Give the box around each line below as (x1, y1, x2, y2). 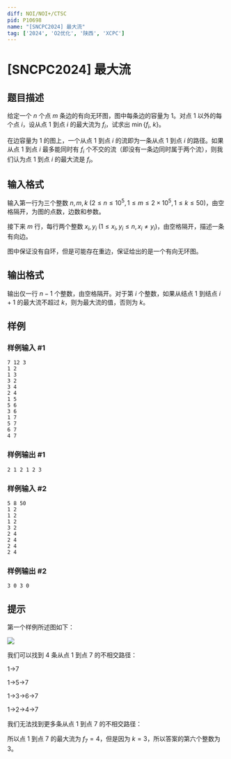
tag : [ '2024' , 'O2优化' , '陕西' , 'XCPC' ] (7, 29, 125, 37)
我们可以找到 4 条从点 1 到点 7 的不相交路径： (7, 651, 138, 659)
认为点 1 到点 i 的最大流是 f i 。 (13, 155, 97, 165)
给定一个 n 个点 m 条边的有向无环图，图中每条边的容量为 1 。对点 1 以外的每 (7, 112, 223, 120)
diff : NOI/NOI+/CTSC (7, 10, 67, 17)
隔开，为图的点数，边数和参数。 (13, 207, 105, 216)
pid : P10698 (7, 17, 42, 24)
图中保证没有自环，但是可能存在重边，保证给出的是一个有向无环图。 (7, 247, 202, 255)
